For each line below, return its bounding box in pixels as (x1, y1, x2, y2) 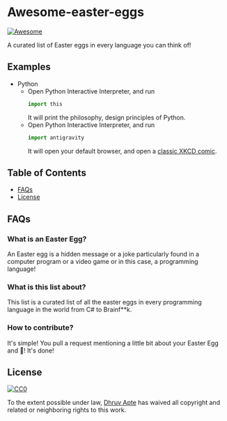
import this (27, 101, 63, 108)
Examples (7, 61, 51, 73)
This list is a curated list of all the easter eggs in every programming (7, 298, 202, 306)
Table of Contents (7, 167, 87, 179)
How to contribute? (7, 323, 74, 332)
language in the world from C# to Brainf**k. (7, 305, 132, 314)
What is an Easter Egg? (7, 234, 87, 244)
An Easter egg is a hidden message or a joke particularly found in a (7, 250, 200, 258)
